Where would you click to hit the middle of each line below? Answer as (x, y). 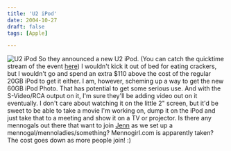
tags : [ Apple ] (28, 33)
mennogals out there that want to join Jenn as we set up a (90, 125)
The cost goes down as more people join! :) (69, 141)
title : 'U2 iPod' (32, 14)
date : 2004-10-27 (32, 20)
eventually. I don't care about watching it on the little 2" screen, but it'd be (113, 103)
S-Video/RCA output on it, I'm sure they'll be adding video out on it (102, 96)
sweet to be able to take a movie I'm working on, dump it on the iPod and (111, 111)
